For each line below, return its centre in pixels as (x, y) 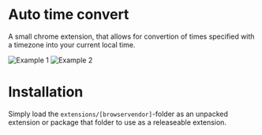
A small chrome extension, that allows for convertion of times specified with (131, 36)
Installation (46, 92)
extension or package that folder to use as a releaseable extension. (118, 122)
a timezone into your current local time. (72, 44)
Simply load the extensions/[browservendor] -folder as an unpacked (118, 114)
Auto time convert (69, 15)
